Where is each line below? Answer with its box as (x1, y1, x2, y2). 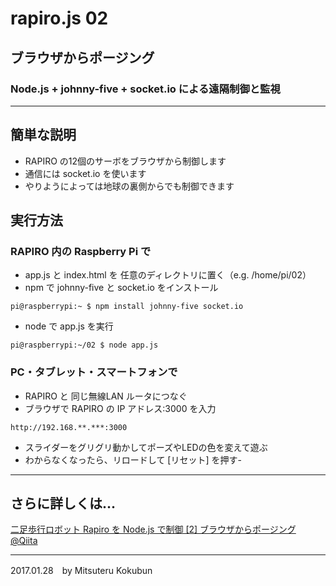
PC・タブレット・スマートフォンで (10, 365, 178, 379)
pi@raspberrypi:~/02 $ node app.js (10, 340, 159, 351)
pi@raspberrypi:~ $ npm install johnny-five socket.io (10, 302, 244, 312)
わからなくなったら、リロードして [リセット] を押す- (24, 453, 242, 466)
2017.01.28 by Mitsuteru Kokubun (10, 565, 153, 577)
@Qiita (10, 535, 38, 547)
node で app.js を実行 (24, 320, 114, 332)
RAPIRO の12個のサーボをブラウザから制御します (24, 155, 227, 167)
